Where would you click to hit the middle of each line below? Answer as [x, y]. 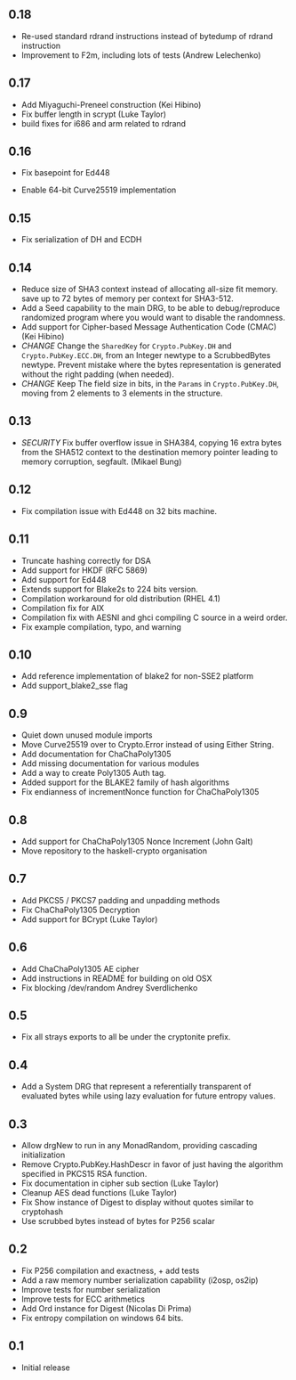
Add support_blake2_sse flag [74, 686]
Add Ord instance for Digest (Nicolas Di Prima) [106, 1308]
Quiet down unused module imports [87, 735]
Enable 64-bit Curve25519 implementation [99, 190]
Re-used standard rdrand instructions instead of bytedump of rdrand [147, 36]
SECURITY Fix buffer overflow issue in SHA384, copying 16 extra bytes [151, 442]
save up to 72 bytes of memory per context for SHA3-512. [128, 298]
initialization [43, 1155]
